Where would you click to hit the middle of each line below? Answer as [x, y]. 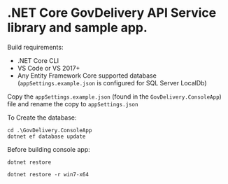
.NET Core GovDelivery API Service [112, 13]
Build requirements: [35, 47]
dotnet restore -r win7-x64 [48, 174]
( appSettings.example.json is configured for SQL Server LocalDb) [112, 83]
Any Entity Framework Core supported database [87, 76]
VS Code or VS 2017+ [49, 68]
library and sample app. [78, 28]
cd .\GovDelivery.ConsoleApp [50, 130]
